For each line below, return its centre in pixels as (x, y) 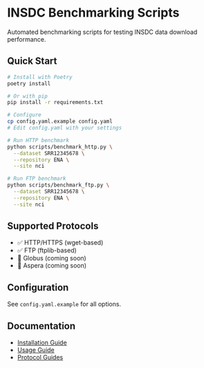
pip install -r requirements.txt (55, 103)
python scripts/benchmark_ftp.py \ (58, 185)
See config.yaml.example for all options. (64, 304)
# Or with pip (28, 96)
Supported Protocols (53, 226)
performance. (27, 39)
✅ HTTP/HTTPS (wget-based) (60, 243)
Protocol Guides (40, 358)
